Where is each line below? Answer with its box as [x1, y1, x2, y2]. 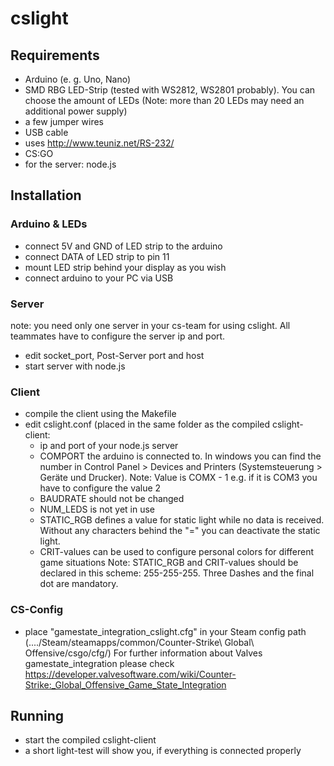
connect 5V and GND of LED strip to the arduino [24, 240, 223, 252]
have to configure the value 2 [39, 482, 162, 494]
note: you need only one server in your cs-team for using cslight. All [10, 319, 291, 331]
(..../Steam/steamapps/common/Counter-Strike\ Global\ [24, 636, 255, 648]
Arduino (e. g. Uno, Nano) [24, 73, 132, 85]
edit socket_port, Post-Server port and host [24, 349, 205, 361]
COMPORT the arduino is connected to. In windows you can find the [39, 450, 322, 462]
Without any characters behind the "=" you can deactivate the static [39, 525, 321, 537]
